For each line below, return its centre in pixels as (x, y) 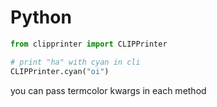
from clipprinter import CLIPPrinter (89, 44)
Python (41, 17)
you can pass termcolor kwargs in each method (108, 90)
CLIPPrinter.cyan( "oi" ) (60, 71)
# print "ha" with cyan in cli (75, 62)
